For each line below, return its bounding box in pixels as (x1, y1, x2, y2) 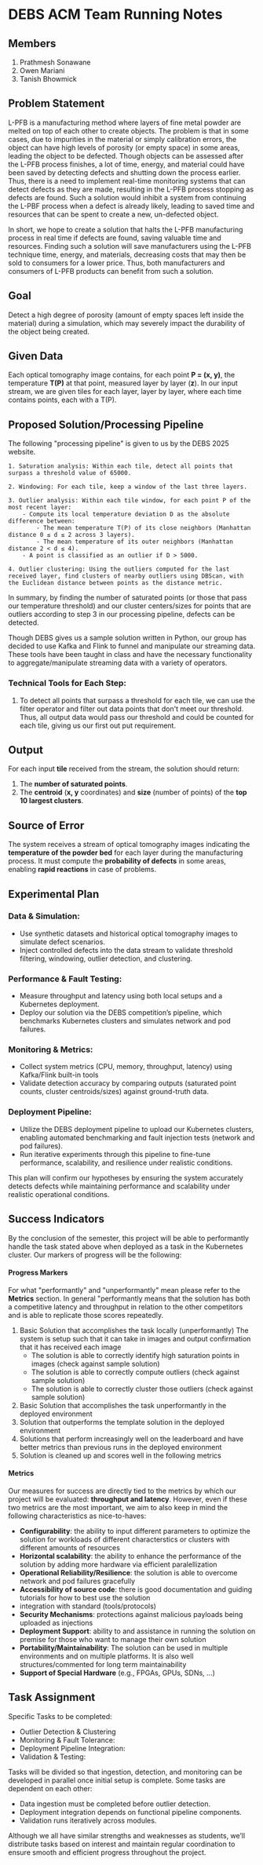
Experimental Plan (8, 887, 100, 900)
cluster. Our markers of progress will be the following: (8, 1250, 182, 1259)
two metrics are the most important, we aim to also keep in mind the (8, 1502, 228, 1512)
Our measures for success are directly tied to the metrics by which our (8, 1486, 237, 1495)
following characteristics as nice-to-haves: (8, 1511, 147, 1520)
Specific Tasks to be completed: (8, 1711, 112, 1721)
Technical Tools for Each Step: (8, 677, 127, 688)
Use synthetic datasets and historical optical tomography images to (19, 929, 238, 938)
